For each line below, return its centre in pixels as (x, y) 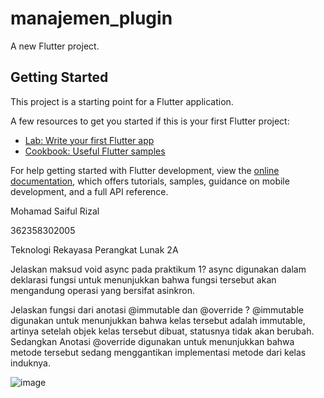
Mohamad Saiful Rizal (55, 211)
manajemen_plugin (91, 18)
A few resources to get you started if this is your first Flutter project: (150, 121)
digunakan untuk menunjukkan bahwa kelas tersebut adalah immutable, (158, 320)
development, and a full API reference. (89, 191)
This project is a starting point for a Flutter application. (122, 101)
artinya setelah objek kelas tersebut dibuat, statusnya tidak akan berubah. (162, 331)
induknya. (30, 363)
